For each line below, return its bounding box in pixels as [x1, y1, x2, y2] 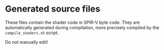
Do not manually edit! [5, 39, 48, 45]
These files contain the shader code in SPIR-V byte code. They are [5, 19, 140, 25]
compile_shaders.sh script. [5, 30, 59, 35]
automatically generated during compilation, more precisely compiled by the [5, 24, 160, 30]
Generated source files [5, 3, 101, 15]
